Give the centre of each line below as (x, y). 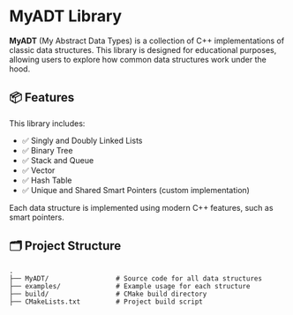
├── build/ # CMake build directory (108, 294)
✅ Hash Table (47, 180)
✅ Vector (38, 170)
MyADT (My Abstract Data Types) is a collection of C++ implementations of (147, 41)
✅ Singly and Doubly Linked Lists (82, 140)
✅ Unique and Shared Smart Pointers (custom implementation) (135, 190)
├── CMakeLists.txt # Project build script (106, 302)
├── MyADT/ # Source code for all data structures (136, 278)
